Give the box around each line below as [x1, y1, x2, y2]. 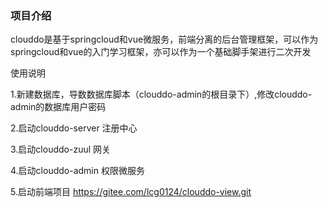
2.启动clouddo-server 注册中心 [10, 122, 138, 134]
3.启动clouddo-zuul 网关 [10, 143, 112, 156]
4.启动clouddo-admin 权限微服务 [10, 165, 145, 177]
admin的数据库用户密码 [10, 101, 107, 113]
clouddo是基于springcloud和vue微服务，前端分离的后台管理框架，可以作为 [10, 33, 319, 46]
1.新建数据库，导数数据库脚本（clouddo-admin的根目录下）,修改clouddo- [10, 88, 313, 101]
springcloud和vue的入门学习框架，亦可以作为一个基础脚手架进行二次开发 [10, 46, 312, 58]
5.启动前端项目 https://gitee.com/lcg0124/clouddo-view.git [10, 186, 252, 198]
